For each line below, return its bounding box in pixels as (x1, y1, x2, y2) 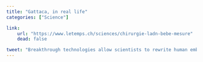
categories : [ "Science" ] (6, 14, 69, 20)
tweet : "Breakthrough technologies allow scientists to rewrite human (6, 47, 188, 53)
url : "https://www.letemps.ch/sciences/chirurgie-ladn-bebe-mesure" (17, 30, 193, 36)
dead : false (17, 36, 47, 42)
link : (6, 25, 20, 31)
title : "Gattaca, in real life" (6, 8, 88, 15)
